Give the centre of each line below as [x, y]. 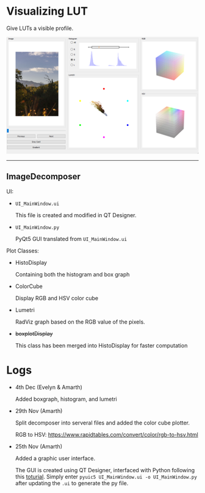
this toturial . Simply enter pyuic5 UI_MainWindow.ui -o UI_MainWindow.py [106, 476]
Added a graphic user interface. [55, 458]
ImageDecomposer [44, 176]
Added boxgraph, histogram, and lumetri [66, 399]
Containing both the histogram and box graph [72, 274]
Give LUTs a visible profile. [40, 28]
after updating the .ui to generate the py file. [72, 483]
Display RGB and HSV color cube [57, 298]
